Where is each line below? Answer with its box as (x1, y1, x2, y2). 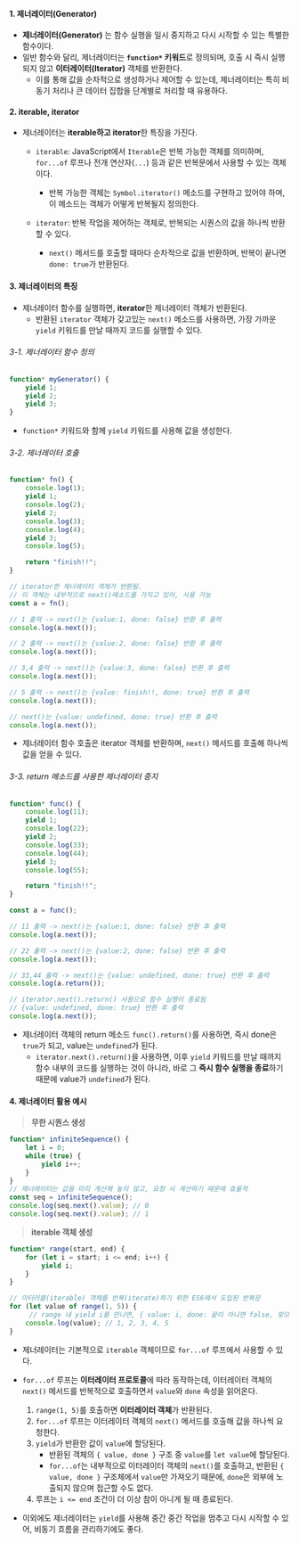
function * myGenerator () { (9, 374, 109, 383)
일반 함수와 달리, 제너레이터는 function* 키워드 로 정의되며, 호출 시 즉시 (21, 52, 270, 62)
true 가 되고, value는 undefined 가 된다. (21, 1039, 158, 1051)
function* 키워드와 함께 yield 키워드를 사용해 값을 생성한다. (21, 425, 233, 436)
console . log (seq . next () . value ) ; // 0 (9, 1202, 149, 1211)
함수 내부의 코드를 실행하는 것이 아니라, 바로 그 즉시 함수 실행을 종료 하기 (35, 1062, 284, 1073)
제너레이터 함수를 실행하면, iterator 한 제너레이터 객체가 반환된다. (21, 302, 247, 313)
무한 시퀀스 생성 (30, 1117, 86, 1128)
